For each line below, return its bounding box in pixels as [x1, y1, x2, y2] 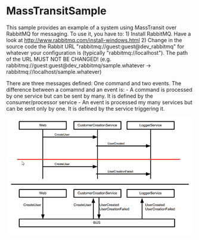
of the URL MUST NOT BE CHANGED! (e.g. [6, 55, 111, 63]
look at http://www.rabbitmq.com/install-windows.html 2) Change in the [6, 36, 182, 43]
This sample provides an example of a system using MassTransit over [6, 24, 177, 31]
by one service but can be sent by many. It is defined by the [6, 92, 153, 99]
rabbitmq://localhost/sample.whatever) [6, 68, 102, 75]
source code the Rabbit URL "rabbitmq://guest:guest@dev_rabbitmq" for [6, 43, 185, 50]
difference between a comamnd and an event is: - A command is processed [6, 86, 192, 93]
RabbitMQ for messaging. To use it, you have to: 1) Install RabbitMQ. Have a [6, 30, 191, 37]
